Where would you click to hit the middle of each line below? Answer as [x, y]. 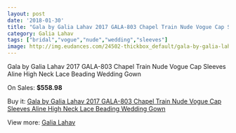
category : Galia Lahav [40, 33]
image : [17, 46]
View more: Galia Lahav [41, 122]
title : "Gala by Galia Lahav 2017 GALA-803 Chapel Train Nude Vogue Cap [116, 27]
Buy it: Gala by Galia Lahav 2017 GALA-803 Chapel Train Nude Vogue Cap [114, 101]
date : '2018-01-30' [36, 20]
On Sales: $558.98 [35, 88]
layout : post [26, 14]
